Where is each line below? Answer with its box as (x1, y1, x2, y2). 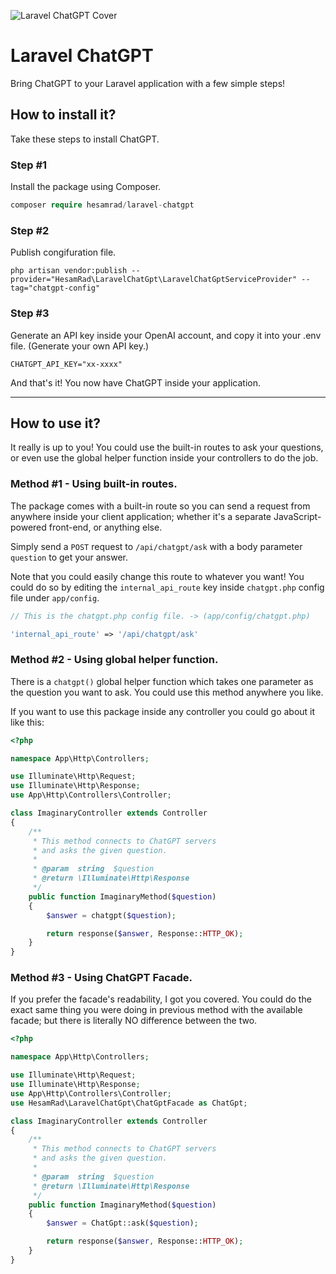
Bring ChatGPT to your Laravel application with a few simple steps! (10, 77, 286, 89)
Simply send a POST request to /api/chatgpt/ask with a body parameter (10, 540, 303, 552)
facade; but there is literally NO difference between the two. (10, 1015, 258, 1027)
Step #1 (10, 158, 48, 172)
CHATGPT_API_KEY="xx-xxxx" (10, 359, 123, 369)
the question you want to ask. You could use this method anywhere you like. (10, 686, 324, 698)
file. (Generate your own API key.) (10, 340, 150, 352)
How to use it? (10, 415, 101, 432)
